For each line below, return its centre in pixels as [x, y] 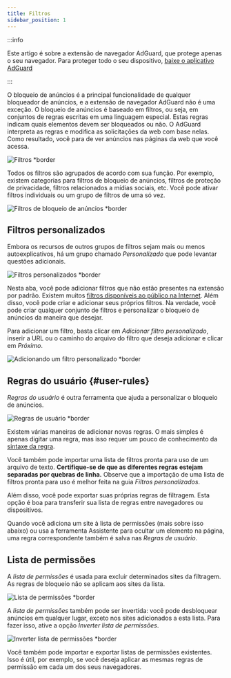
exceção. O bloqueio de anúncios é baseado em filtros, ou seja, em [103, 109]
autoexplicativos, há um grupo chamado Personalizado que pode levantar [112, 254]
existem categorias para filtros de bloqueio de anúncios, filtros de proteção [114, 180]
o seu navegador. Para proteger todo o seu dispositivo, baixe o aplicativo [111, 60]
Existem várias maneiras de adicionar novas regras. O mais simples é [106, 432]
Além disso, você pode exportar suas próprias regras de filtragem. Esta [109, 495]
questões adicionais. [37, 262]
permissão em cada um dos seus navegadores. [74, 667]
